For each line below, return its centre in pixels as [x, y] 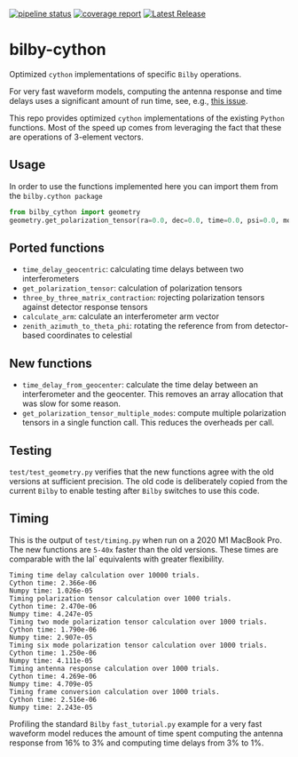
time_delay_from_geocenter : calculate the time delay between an [140, 385]
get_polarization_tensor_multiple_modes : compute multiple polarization [154, 413]
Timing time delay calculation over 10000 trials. [105, 575]
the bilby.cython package [56, 195]
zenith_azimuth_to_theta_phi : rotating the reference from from [137, 326]
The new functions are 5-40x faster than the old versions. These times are [144, 549]
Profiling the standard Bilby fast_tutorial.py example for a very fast [136, 723]
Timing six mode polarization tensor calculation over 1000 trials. [138, 645]
